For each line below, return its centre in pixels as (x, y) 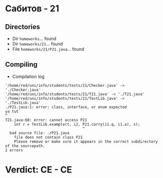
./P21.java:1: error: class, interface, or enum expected (66, 107)
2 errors (14, 150)
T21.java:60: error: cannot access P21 (46, 120)
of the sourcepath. (25, 146)
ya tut (12, 111)
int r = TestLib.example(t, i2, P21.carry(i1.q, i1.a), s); (77, 124)
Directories (23, 27)
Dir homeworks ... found (34, 38)
